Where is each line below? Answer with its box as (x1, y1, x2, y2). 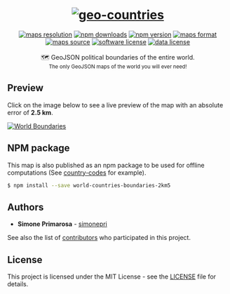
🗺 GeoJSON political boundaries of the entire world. (41, 53, 195, 61)
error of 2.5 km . (7, 108, 54, 116)
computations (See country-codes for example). (7, 168, 147, 177)
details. (7, 280, 29, 288)
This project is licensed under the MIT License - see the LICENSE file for (7, 272, 216, 281)
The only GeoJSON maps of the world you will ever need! (48, 63, 187, 70)
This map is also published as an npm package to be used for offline (7, 161, 205, 169)
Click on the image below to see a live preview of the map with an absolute (7, 100, 224, 109)
